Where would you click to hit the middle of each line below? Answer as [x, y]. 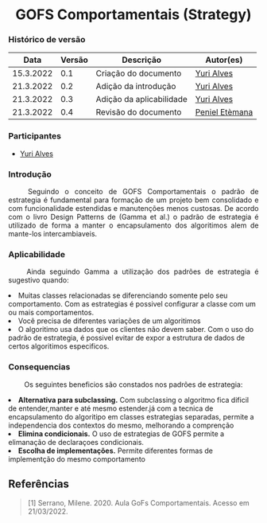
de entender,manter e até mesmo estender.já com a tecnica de [111, 408]
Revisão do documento [139, 112]
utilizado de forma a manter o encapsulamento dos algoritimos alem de [133, 225]
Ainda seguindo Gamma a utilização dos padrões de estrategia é [143, 271]
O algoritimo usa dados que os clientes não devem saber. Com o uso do [136, 330]
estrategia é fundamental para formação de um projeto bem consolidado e [133, 200]
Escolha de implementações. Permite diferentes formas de [116, 451]
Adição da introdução [136, 87]
